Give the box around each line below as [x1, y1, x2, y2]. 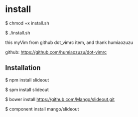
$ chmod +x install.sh [5, 20, 49, 26]
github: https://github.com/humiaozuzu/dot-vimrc [5, 49, 107, 55]
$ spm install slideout [5, 86, 49, 92]
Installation [5, 63, 41, 72]
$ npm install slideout [5, 76, 49, 83]
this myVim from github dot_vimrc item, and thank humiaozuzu [5, 39, 134, 45]
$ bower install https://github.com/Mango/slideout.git [5, 96, 115, 102]
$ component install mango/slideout [5, 106, 79, 112]
